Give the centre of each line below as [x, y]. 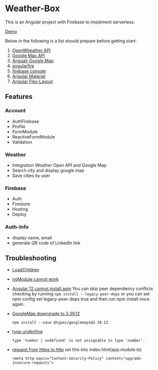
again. [18, 304]
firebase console [29, 71]
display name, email [32, 237]
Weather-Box [33, 9]
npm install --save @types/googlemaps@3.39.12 [60, 323]
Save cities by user [31, 175]
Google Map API [28, 55]
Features [19, 97]
